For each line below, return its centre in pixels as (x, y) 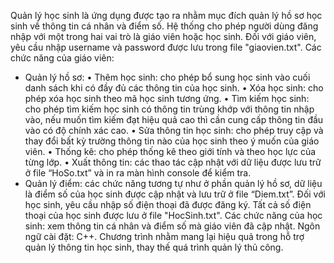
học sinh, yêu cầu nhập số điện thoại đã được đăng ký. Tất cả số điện (168, 204)
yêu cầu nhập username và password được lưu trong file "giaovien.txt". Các (166, 47)
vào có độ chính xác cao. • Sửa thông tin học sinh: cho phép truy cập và (174, 130)
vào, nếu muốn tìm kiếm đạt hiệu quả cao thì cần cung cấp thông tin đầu (174, 119)
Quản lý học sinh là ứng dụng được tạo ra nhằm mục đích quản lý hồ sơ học (166, 15)
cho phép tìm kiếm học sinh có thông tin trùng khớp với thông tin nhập (169, 109)
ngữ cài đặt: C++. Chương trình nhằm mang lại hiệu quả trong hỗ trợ (164, 236)
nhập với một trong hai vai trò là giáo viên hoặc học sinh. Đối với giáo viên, (163, 36)
